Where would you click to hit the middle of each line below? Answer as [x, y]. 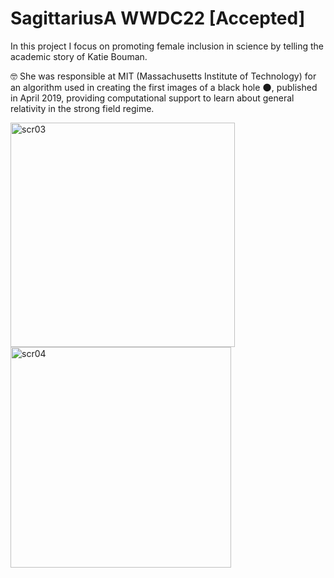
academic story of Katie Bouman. [79, 56]
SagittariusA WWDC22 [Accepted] [158, 18]
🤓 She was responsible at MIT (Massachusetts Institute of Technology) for [163, 76]
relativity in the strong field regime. [82, 108]
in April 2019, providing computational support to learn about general [152, 98]
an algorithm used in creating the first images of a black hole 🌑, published [164, 87]
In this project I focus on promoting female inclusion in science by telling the [167, 46]
